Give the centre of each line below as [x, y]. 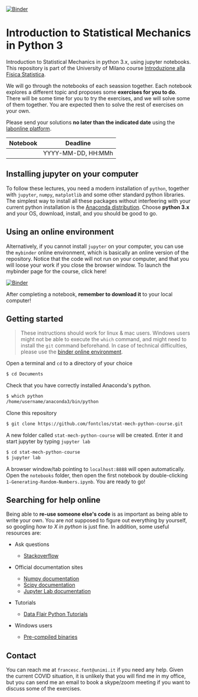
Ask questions [32, 544]
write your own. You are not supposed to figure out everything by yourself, [97, 521]
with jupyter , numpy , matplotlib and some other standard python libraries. [96, 194]
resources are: [24, 533]
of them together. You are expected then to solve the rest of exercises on [95, 104]
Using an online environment [60, 232]
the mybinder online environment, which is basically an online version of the [98, 252]
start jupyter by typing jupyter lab [48, 441]
